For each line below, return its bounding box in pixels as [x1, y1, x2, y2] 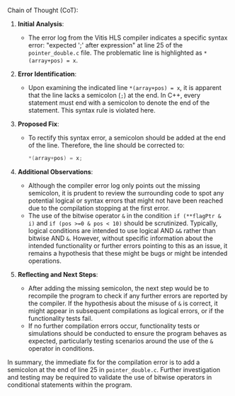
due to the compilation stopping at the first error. [28, 203, 170, 212]
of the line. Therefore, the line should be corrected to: [28, 141, 185, 149]
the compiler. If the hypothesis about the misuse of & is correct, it [28, 299, 218, 307]
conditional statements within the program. [7, 380, 132, 389]
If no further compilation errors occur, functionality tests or [28, 322, 200, 330]
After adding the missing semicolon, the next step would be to [28, 283, 210, 293]
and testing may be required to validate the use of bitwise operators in [7, 373, 212, 381]
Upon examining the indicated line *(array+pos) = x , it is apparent [28, 84, 222, 91]
